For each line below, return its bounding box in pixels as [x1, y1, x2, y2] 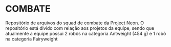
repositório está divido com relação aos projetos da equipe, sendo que [5, 25, 155, 31]
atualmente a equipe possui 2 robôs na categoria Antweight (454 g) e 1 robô [5, 30, 166, 36]
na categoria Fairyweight [5, 36, 58, 42]
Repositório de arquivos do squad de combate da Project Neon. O [5, 20, 144, 26]
